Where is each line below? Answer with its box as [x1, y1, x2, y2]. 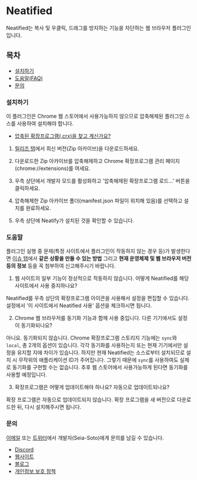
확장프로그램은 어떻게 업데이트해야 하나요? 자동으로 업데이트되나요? [14, 384, 170, 391]
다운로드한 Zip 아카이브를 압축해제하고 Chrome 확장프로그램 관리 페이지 [14, 158, 181, 165]
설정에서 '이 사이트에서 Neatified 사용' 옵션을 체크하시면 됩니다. [6, 302, 152, 309]
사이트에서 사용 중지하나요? [14, 282, 78, 289]
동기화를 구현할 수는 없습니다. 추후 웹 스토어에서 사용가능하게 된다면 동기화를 [12, 364, 188, 371]
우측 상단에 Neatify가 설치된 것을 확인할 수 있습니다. [14, 217, 134, 224]
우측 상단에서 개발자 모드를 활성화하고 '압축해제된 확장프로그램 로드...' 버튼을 [14, 178, 190, 185]
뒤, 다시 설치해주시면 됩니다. [16, 404, 82, 411]
